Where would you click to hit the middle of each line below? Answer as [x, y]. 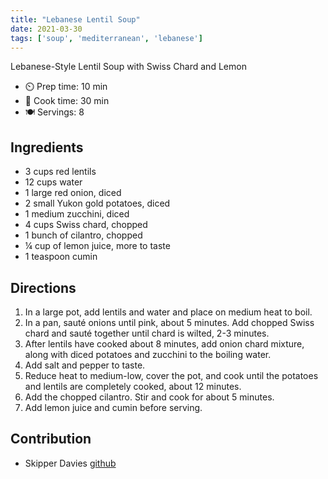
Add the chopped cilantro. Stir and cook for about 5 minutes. [149, 397]
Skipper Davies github [70, 463]
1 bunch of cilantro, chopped [83, 235]
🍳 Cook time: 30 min [67, 101]
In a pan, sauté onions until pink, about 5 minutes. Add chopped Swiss [169, 322]
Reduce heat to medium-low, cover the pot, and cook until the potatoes [171, 375]
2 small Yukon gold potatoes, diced [97, 203]
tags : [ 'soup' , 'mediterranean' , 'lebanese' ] [106, 38]
